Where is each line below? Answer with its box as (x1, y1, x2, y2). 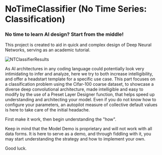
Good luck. (5, 145, 27, 151)
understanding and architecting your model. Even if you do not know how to (5, 97, 156, 103)
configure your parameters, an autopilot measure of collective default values (5, 102, 158, 108)
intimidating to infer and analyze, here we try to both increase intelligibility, (5, 71, 153, 77)
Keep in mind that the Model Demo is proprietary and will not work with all (5, 126, 152, 132)
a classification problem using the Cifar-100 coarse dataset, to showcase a (5, 81, 154, 87)
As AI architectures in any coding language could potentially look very (5, 66, 145, 72)
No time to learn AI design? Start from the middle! (5, 31, 124, 38)
